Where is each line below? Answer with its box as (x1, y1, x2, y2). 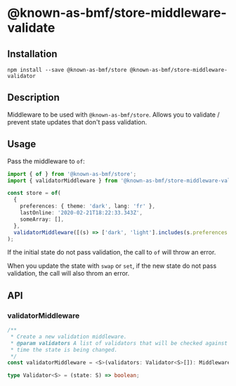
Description (7, 91, 60, 103)
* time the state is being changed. (10, 346, 118, 353)
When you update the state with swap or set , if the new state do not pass (7, 262, 217, 270)
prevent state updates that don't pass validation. (7, 117, 147, 126)
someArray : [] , (20, 216, 65, 223)
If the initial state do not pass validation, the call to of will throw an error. (7, 248, 216, 257)
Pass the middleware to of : (7, 157, 86, 165)
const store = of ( (7, 190, 61, 197)
